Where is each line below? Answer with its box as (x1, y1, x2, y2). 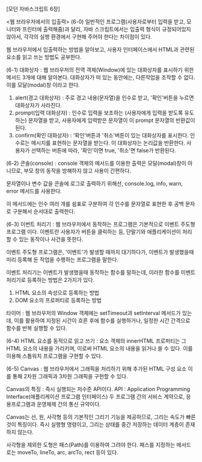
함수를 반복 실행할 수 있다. (6, 325, 67, 331)
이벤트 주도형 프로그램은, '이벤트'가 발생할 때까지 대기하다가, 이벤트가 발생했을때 (6, 249, 194, 255)
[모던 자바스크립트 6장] (6, 5, 60, 12)
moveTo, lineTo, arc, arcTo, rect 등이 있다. (17, 449, 118, 456)
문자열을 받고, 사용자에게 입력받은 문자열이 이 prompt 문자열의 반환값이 (28, 117, 195, 123)
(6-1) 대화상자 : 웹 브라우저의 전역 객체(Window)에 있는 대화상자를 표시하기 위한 (6, 66, 194, 73)
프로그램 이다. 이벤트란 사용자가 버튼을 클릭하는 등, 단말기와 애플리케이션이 (6, 228, 182, 235)
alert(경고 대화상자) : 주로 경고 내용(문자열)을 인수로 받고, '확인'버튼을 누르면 (14, 94, 194, 101)
